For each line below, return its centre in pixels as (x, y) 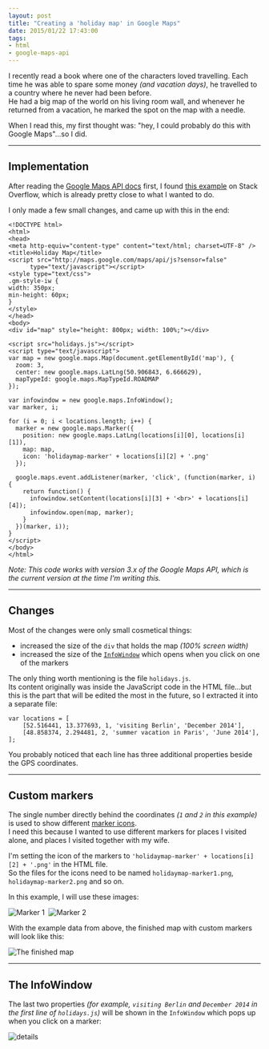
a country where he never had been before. (80, 93)
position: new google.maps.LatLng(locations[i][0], (110, 435)
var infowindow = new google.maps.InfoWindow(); (91, 400)
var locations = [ (39, 719)
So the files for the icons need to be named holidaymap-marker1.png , (121, 873)
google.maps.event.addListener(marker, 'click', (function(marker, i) (136, 477)
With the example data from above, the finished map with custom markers (130, 928)
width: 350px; (32, 288)
